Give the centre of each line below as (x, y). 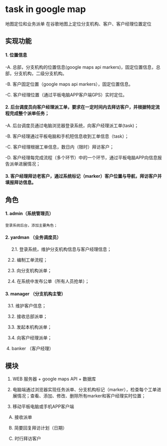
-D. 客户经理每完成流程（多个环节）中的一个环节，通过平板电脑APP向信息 (81, 157)
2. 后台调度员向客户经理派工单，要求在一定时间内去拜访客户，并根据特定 (80, 107)
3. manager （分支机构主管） (36, 294)
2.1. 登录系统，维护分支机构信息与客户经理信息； (61, 249)
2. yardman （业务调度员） (33, 237)
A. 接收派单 (21, 417)
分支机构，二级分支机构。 (40, 73)
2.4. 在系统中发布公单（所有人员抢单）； (48, 281)
